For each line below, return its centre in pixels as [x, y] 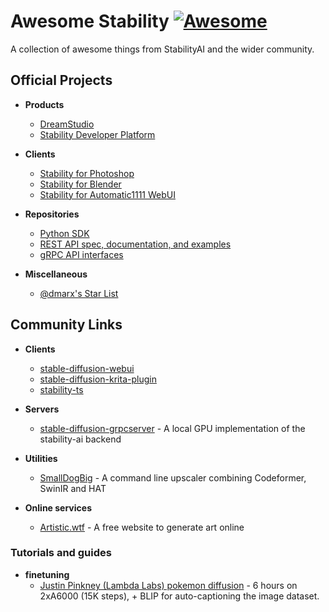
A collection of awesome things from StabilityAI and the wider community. [162, 49]
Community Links [66, 325]
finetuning [47, 574]
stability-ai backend [80, 439]
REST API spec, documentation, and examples [135, 244]
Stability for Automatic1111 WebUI [107, 194]
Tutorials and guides [61, 553]
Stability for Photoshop [87, 173]
